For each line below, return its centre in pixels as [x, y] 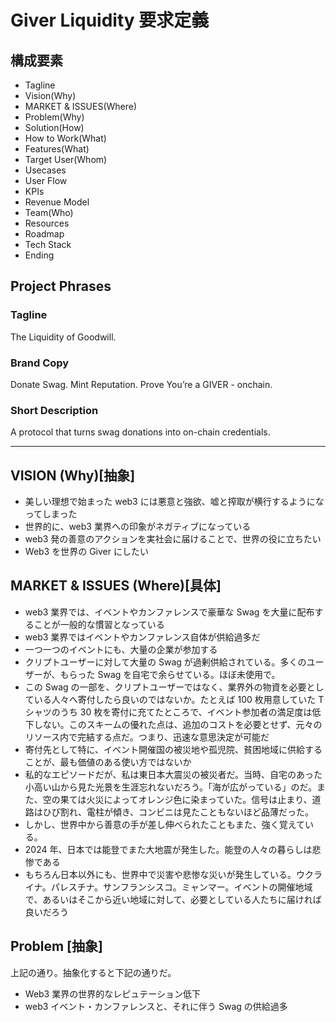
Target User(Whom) [66, 159]
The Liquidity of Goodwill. [63, 337]
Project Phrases [61, 286]
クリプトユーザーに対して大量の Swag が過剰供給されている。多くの [165, 662]
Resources [47, 223]
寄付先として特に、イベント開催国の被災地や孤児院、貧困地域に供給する [173, 749]
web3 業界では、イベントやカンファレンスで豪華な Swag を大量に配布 [169, 612]
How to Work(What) [65, 138]
